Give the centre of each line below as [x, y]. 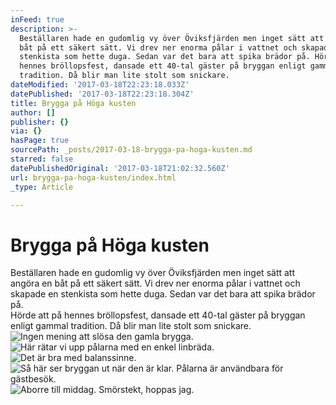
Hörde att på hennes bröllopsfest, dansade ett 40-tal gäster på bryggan [158, 315]
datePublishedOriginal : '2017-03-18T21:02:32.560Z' [120, 168]
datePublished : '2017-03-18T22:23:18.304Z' [102, 94]
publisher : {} [40, 122]
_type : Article [42, 187]
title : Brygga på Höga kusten [73, 103]
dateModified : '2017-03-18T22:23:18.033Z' [100, 85]
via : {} [26, 131]
